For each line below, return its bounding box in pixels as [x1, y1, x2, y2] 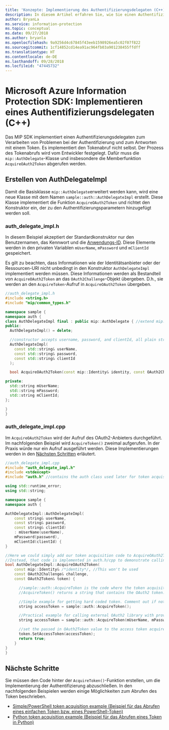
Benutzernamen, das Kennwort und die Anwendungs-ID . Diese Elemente [5, 240, 156, 246]
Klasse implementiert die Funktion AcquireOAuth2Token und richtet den [5, 199, 150, 205]
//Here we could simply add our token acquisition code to [5, 553, 132, 558]
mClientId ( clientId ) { [14, 539, 62, 544]
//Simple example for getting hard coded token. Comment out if [18, 599, 156, 604]
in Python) [12, 719, 34, 725]
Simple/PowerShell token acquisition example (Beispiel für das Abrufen [12, 703, 160, 709]
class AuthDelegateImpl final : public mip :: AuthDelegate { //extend [5, 319, 154, 324]
